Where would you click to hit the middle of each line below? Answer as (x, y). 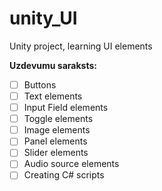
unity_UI (43, 18)
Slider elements (56, 153)
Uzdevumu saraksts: (53, 65)
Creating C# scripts (64, 175)
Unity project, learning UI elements (81, 46)
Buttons (40, 84)
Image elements (57, 130)
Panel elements (55, 141)
